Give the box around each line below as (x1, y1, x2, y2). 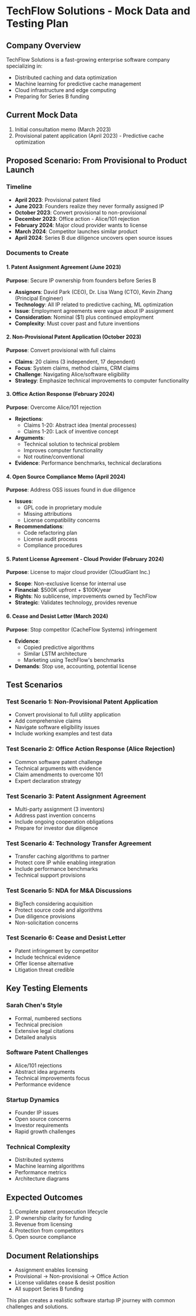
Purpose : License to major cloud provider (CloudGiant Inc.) (6, 569, 151, 576)
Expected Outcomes (6, 1192, 83, 1203)
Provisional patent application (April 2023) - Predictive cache (14, 132, 164, 139)
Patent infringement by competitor (14, 947, 99, 954)
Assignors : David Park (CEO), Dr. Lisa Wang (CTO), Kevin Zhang (14, 288, 173, 295)
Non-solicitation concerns (14, 919, 79, 926)
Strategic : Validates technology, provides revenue (14, 599, 137, 606)
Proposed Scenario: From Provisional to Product (6, 156, 188, 166)
